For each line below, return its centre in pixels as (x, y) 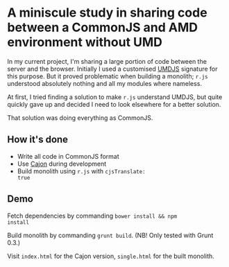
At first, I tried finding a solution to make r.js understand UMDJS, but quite (115, 97)
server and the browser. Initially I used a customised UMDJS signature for (112, 69)
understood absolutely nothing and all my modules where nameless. (105, 83)
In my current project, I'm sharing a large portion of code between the (107, 61)
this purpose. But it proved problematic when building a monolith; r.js (108, 76)
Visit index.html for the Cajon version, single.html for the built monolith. (111, 256)
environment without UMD (85, 42)
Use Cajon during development (62, 164)
